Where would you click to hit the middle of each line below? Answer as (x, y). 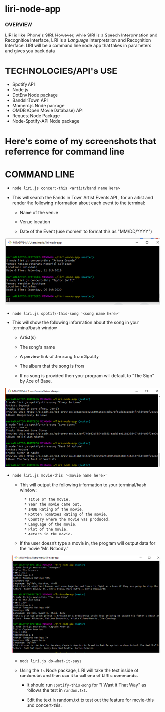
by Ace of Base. (36, 381)
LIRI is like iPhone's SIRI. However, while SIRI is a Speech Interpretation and (81, 35)
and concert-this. (44, 705)
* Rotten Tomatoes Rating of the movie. (66, 514)
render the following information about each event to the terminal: (79, 203)
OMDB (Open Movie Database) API (48, 111)
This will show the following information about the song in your (76, 323)
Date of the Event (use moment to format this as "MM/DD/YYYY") (86, 231)
